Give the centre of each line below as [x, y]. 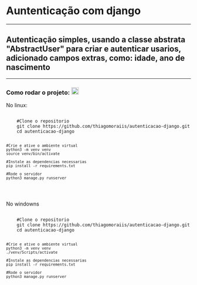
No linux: [17, 105]
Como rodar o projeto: [38, 92]
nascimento [28, 67]
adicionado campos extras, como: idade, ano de [96, 58]
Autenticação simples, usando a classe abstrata [96, 40]
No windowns [23, 204]
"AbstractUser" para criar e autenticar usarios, [94, 49]
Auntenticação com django [74, 11]
